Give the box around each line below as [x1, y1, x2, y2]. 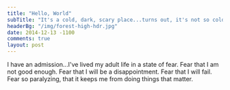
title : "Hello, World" [7, 10, 72, 17]
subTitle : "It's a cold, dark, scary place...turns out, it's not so [7, 16, 210, 23]
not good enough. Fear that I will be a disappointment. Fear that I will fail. [7, 67, 212, 76]
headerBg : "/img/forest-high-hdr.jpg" [7, 22, 118, 29]
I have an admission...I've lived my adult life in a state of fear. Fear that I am [7, 61, 219, 68]
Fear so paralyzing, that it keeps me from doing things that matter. [7, 75, 194, 82]
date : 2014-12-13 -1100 [7, 29, 75, 36]
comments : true [7, 35, 51, 42]
